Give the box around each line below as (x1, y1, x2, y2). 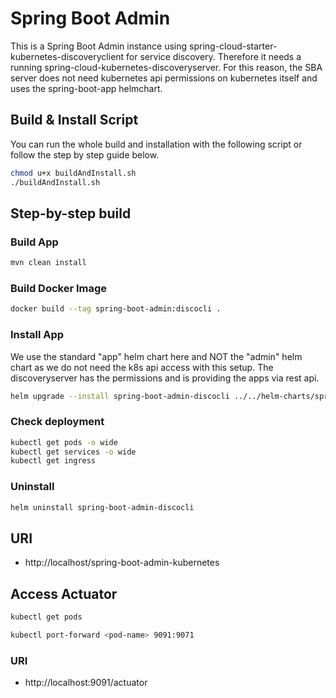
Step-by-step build (10, 205, 132, 222)
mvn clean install (10, 258, 87, 268)
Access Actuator (10, 585, 118, 602)
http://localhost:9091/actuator (24, 677, 148, 689)
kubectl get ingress (10, 456, 97, 466)
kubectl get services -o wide (10, 447, 137, 457)
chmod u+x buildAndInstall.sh (10, 168, 137, 178)
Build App (10, 235, 59, 249)
